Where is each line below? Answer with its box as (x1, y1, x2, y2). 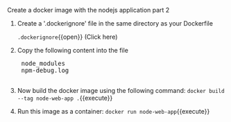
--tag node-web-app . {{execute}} (17, 94, 113, 102)
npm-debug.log (21, 67, 69, 74)
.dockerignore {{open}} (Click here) (17, 33, 118, 41)
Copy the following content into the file (17, 46, 128, 54)
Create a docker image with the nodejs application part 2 (7, 6, 170, 14)
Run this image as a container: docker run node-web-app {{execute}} (17, 107, 210, 115)
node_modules (21, 60, 66, 67)
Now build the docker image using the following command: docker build (17, 87, 225, 94)
